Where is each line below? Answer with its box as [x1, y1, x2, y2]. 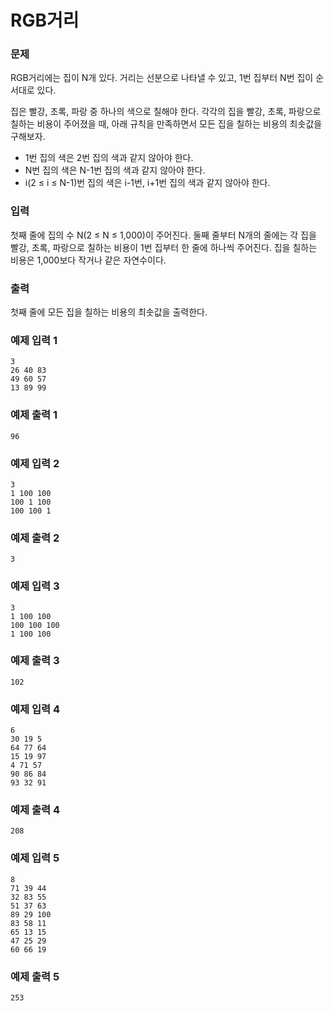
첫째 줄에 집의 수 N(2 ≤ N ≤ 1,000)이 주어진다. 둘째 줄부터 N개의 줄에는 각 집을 [10, 229, 317, 241]
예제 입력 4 [10, 702, 61, 716]
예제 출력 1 [10, 408, 58, 422]
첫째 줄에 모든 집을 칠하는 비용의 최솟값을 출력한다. [10, 306, 208, 318]
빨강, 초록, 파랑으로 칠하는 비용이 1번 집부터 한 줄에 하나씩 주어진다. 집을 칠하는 [10, 241, 318, 253]
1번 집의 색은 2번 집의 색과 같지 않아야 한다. [24, 152, 194, 164]
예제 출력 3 [10, 654, 60, 668]
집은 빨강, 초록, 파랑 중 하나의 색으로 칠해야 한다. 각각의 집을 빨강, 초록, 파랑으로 [10, 106, 322, 118]
